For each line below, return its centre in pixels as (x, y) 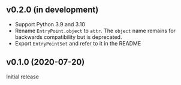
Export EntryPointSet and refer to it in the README (78, 43)
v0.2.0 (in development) (52, 10)
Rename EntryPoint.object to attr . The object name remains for (95, 31)
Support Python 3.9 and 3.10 (50, 24)
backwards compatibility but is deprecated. (68, 37)
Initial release (22, 77)
